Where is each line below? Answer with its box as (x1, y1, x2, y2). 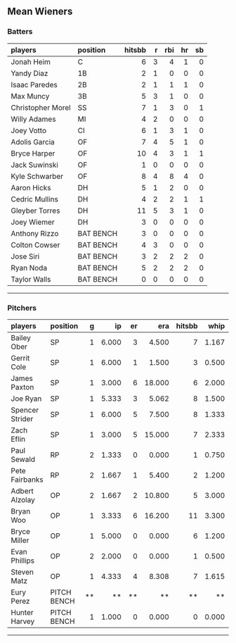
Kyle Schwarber (11, 171, 64, 181)
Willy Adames (11, 114, 56, 124)
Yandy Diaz (11, 68, 48, 78)
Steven (11, 567, 34, 577)
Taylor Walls (11, 274, 51, 284)
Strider (11, 413, 34, 423)
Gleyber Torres (11, 206, 60, 216)
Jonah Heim (11, 56, 51, 66)
